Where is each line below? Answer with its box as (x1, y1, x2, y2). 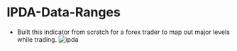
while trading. (16, 35, 57, 43)
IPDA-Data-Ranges (6, 4, 121, 21)
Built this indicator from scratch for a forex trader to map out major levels (16, 28, 230, 36)
